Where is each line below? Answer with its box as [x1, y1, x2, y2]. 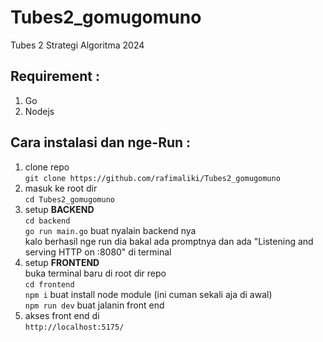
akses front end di [24, 309, 100, 321]
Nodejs [24, 105, 55, 117]
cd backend [24, 216, 71, 226]
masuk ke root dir [24, 182, 98, 194]
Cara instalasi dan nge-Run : [10, 134, 192, 151]
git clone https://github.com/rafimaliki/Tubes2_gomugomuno [24, 173, 281, 183]
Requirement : [10, 68, 101, 85]
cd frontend [24, 279, 75, 290]
